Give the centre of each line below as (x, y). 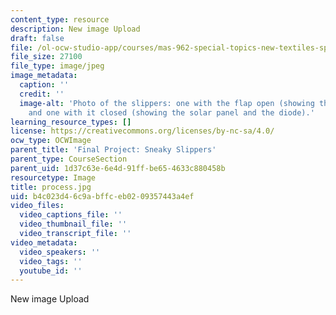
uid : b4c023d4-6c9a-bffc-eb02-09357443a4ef (102, 196)
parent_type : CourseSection (69, 159)
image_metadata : (44, 76)
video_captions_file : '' (71, 215)
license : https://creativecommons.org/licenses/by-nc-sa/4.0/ (142, 131)
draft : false (37, 38)
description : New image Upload (75, 29)
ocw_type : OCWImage (51, 141)
